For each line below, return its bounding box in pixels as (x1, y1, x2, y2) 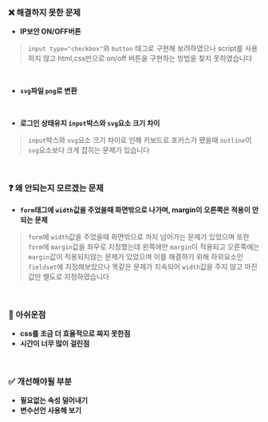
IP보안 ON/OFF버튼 (19, 26, 81, 37)
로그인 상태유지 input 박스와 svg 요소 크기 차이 (19, 118, 160, 128)
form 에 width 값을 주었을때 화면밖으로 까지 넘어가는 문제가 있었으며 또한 (27, 231, 250, 241)
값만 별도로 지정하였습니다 (27, 271, 110, 281)
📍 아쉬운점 (8, 309, 46, 320)
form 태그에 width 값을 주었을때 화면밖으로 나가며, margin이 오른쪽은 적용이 (19, 205, 251, 215)
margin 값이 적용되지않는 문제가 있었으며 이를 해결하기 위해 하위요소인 (27, 251, 243, 261)
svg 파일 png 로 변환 (19, 86, 77, 96)
